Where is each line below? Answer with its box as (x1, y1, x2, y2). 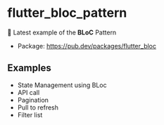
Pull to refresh (17, 103, 58, 112)
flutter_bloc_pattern (7, 5, 127, 21)
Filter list (17, 110, 43, 119)
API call (17, 88, 40, 96)
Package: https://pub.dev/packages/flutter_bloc (17, 41, 157, 50)
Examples (7, 62, 51, 74)
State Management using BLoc (17, 81, 107, 89)
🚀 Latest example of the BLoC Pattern (7, 28, 117, 37)
